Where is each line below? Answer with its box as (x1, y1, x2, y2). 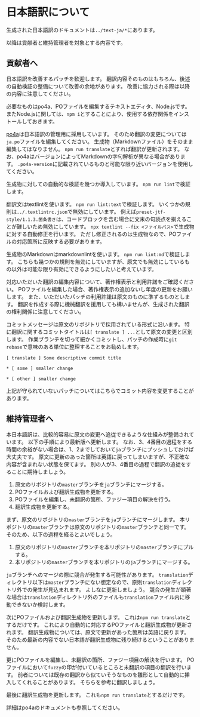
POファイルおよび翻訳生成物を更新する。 (14, 488, 117, 496)
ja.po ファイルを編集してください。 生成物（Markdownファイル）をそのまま (6, 138, 193, 145)
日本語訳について (6, 5, 90, 19)
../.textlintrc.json (17, 209, 68, 215)
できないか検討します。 (11, 601, 69, 608)
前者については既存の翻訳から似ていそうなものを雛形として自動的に (17, 671, 185, 678)
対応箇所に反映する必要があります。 (16, 238, 106, 245)
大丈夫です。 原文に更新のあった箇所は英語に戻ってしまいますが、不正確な (6, 453, 190, 460)
